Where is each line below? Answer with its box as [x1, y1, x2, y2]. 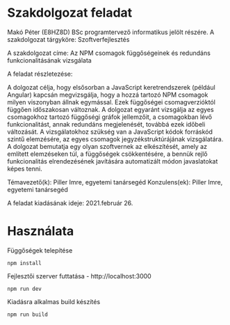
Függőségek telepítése [7, 246, 73, 255]
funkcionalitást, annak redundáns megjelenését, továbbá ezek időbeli [7, 120, 206, 128]
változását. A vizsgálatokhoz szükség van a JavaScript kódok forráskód [7, 127, 213, 136]
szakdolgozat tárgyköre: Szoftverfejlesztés [7, 35, 130, 43]
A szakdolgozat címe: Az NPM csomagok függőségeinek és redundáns [7, 49, 211, 57]
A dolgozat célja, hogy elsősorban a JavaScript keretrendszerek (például [7, 83, 215, 91]
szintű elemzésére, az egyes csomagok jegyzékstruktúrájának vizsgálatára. [7, 134, 224, 143]
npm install [7, 260, 42, 267]
